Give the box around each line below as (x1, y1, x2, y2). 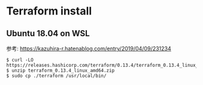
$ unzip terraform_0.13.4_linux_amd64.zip (6, 68, 115, 74)
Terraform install (6, 4, 92, 18)
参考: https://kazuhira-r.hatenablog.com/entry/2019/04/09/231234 (6, 45, 172, 52)
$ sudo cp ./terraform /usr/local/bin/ (6, 73, 107, 79)
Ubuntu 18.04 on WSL (6, 28, 90, 39)
